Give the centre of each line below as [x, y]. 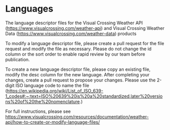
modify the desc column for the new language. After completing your [77, 74]
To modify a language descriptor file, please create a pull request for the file [85, 43]
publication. [18, 59]
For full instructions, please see [38, 111]
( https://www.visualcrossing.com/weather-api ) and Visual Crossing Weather [85, 28]
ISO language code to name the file [53, 85]
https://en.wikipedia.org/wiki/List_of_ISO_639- [55, 91]
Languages [29, 9]
